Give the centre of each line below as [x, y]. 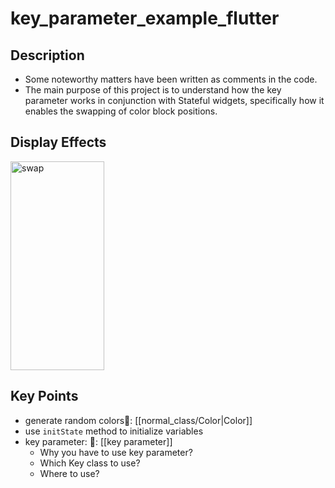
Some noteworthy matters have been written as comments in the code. [171, 79]
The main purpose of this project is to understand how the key [153, 90]
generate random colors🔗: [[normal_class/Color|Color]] [138, 420]
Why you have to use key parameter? [116, 452]
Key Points [44, 396]
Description [47, 55]
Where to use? [69, 473]
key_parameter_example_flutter [145, 18]
